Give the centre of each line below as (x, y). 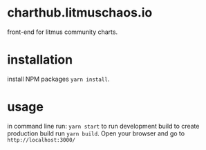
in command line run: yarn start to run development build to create (103, 126)
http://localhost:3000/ (41, 140)
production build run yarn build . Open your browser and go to (96, 133)
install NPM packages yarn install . (58, 79)
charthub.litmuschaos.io (80, 13)
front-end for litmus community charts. (63, 32)
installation (40, 60)
